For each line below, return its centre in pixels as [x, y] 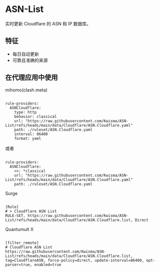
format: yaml [28, 138]
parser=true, [19, 264]
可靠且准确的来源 [30, 60]
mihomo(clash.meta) [26, 90]
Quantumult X [19, 229]
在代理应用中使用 [31, 78]
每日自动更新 [25, 54]
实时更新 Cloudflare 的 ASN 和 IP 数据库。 [48, 23]
